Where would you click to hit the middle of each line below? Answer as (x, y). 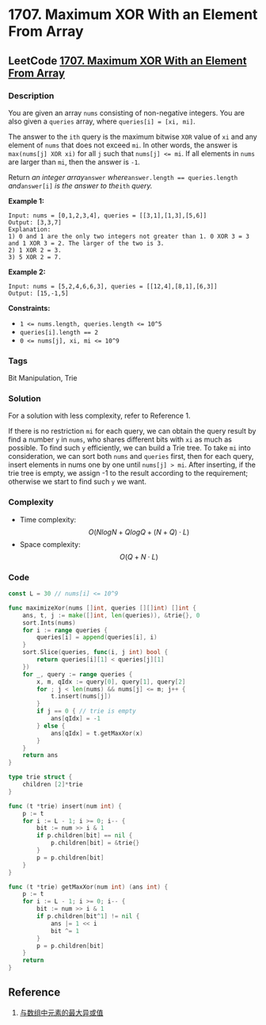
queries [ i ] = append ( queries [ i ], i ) (97, 637)
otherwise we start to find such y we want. (77, 482)
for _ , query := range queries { (78, 674)
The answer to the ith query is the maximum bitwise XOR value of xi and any (133, 136)
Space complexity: (50, 544)
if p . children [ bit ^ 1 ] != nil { (88, 916)
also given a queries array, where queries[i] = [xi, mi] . (102, 121)
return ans (40, 755)
